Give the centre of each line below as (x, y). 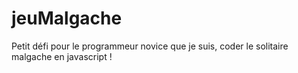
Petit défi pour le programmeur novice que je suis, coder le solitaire (150, 46)
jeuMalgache (67, 18)
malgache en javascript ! (62, 56)
